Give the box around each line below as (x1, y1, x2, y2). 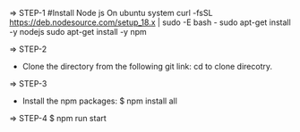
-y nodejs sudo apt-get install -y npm (9, 27, 148, 37)
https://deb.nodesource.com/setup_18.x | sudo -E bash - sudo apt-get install (9, 17, 291, 28)
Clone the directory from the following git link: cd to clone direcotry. (21, 62, 273, 71)
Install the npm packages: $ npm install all (21, 95, 177, 106)
